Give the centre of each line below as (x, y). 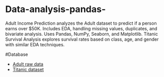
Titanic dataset (28, 69)
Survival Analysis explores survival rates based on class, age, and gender (82, 39)
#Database (17, 54)
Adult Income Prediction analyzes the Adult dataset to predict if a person (81, 23)
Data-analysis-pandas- (56, 9)
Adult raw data (28, 64)
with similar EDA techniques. (35, 44)
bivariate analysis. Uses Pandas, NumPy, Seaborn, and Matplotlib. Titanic (82, 34)
